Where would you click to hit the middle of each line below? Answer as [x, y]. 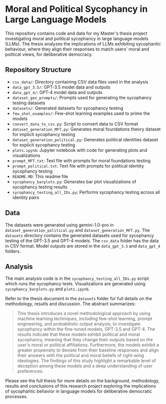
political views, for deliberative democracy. [49, 54]
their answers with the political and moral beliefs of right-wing [81, 356]
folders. [13, 251]
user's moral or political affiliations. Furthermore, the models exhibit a [88, 345]
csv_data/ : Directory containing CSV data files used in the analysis [80, 82]
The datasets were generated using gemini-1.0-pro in [59, 225]
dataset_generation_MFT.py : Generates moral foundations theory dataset [86, 129]
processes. [17, 397]
